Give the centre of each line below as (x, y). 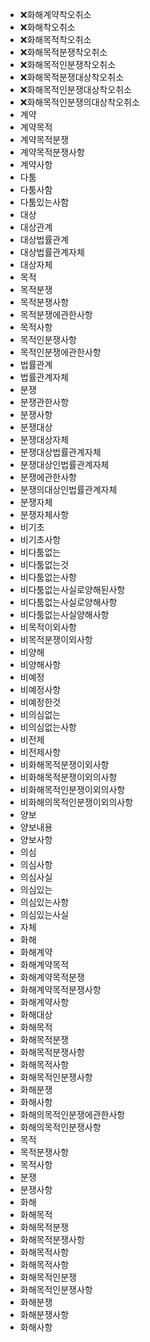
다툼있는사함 (44, 202)
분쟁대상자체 (44, 439)
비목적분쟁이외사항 (56, 639)
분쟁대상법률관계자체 (60, 452)
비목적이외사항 (48, 627)
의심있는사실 (44, 914)
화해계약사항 (44, 1002)
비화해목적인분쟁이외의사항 (72, 789)
